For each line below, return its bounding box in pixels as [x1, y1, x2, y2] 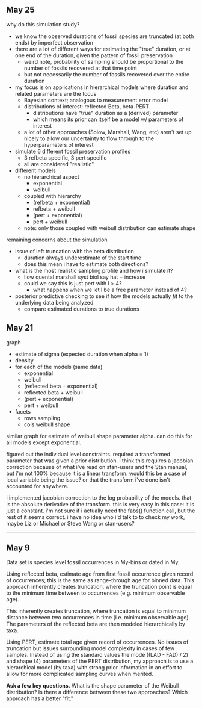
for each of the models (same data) [14, 363, 103, 370]
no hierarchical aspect [23, 173, 79, 180]
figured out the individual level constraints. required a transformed [6, 450, 170, 458]
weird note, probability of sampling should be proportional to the [23, 58, 184, 65]
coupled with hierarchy [23, 192, 81, 199]
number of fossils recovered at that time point [23, 64, 137, 72]
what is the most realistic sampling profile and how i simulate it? [14, 267, 173, 274]
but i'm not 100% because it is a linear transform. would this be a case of [6, 470, 187, 477]
